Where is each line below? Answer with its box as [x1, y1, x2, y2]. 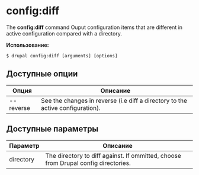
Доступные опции [6, 69, 78, 79]
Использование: [6, 41, 49, 48]
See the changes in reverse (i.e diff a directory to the [41, 96, 188, 105]
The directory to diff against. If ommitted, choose [45, 151, 182, 160]
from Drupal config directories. [45, 158, 131, 167]
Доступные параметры [6, 124, 99, 134]
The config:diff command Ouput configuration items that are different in [6, 24, 182, 31]
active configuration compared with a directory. [6, 30, 123, 37]
